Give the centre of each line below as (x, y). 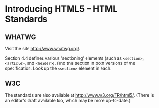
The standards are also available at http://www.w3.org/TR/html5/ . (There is (79, 95)
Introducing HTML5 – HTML (61, 9)
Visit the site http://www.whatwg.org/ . (43, 49)
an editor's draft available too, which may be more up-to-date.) (68, 100)
